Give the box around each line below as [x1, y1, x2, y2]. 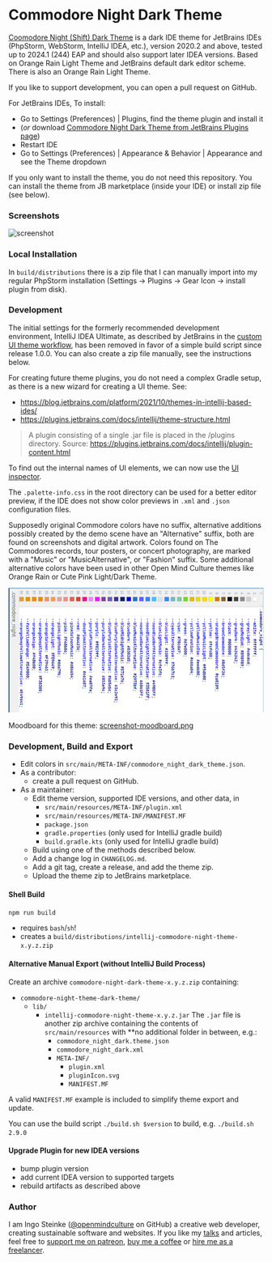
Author [8, 1200, 37, 1212]
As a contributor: [19, 767, 77, 778]
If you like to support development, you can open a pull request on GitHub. [8, 83, 257, 92]
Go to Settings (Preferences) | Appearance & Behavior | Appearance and [19, 148, 263, 158]
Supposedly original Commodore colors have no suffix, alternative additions [8, 520, 261, 529]
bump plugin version [19, 1163, 89, 1173]
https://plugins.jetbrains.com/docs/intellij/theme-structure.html [19, 414, 231, 424]
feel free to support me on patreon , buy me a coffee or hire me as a [8, 1237, 233, 1247]
